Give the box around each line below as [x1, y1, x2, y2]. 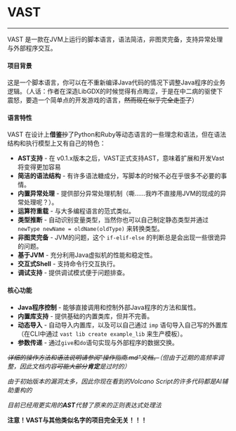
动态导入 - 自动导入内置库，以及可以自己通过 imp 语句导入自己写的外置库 [17, 320, 228, 329]
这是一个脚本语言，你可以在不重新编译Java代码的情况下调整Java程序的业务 [7, 78, 226, 87]
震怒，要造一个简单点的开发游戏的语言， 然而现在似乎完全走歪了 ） [7, 96, 198, 104]
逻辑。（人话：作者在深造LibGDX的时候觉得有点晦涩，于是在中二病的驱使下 [7, 87, 223, 96]
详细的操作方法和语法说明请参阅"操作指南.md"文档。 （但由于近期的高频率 [7, 353, 218, 361]
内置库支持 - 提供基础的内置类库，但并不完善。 [17, 311, 154, 320]
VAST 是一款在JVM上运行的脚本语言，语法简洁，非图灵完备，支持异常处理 [7, 35, 223, 43]
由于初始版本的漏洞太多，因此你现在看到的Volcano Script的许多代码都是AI [7, 377, 223, 385]
